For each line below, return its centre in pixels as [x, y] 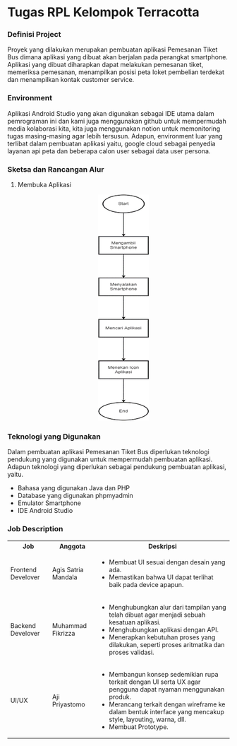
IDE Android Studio [45, 511]
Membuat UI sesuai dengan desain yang [167, 562]
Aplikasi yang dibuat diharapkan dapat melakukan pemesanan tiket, [105, 65]
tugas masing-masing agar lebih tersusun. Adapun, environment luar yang [115, 136]
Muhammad [69, 626]
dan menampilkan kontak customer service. [71, 80]
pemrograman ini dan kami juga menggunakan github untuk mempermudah [117, 121]
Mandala [65, 577]
